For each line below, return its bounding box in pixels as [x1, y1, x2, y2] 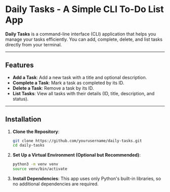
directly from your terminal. [5, 41, 62, 47]
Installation [5, 115, 41, 124]
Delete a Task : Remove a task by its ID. [12, 85, 94, 91]
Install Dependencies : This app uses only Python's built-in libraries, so [12, 175, 161, 182]
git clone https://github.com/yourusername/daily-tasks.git [12, 138, 142, 143]
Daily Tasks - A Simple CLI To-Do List [5, 4, 164, 15]
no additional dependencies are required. [12, 181, 99, 187]
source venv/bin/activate [12, 166, 67, 172]
